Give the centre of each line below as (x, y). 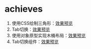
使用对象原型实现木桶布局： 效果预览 (49, 35)
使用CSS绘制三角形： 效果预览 (42, 23)
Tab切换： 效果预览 (31, 29)
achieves (24, 9)
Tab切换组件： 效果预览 (35, 41)
